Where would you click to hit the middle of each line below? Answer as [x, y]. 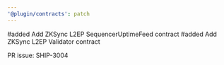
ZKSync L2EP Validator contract [54, 41]
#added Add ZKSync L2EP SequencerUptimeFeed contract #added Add [112, 34]
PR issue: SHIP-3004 [38, 55]
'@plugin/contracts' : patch [49, 14]
